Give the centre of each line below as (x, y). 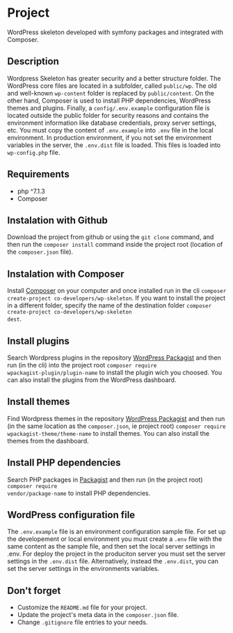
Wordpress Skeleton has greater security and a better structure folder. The (114, 78)
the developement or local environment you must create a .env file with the (115, 539)
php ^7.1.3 (31, 191)
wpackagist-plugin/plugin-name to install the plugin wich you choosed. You (115, 372)
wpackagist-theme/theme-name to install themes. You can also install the (109, 433)
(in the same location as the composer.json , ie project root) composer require (116, 426)
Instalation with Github (57, 220)
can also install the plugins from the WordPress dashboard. (92, 380)
